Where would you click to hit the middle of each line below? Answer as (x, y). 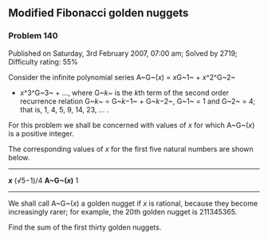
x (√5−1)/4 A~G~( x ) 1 (43, 180)
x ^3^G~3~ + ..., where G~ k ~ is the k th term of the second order (124, 92)
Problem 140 (33, 36)
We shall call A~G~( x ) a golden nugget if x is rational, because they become (133, 203)
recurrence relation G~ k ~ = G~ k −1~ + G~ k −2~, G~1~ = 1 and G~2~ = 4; (138, 101)
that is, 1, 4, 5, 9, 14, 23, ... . (64, 109)
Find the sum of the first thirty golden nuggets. (85, 227)
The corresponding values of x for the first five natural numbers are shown (131, 149)
